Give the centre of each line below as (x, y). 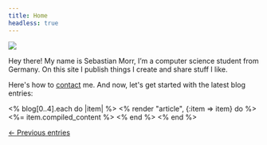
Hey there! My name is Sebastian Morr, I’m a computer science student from (133, 61)
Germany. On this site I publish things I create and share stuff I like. (118, 69)
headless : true (33, 23)
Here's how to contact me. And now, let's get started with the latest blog (127, 84)
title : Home (28, 16)
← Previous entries (39, 132)
